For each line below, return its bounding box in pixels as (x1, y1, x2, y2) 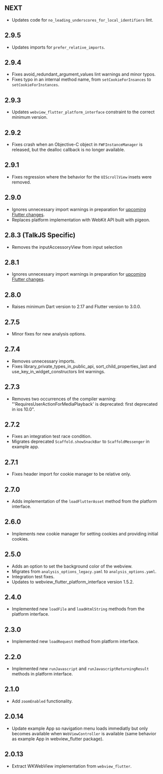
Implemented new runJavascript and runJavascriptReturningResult (11, 666, 149, 671)
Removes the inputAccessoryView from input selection (11, 244, 123, 250)
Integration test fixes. (11, 573, 55, 579)
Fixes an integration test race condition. (11, 434, 92, 439)
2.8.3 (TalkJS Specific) (4, 231, 76, 239)
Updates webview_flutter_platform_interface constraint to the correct (11, 109, 155, 115)
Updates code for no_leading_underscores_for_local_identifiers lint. (11, 17, 154, 23)
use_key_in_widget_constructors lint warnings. (11, 368, 106, 374)
